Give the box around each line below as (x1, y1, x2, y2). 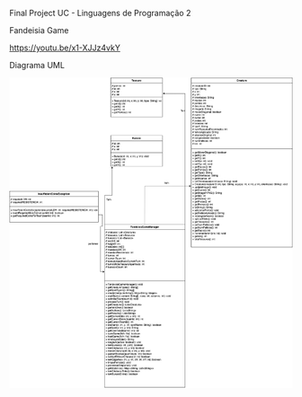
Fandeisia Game (9, 25, 69, 35)
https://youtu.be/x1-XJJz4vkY (9, 42, 121, 53)
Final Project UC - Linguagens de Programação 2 (9, 8, 191, 18)
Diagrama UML (9, 60, 66, 70)
